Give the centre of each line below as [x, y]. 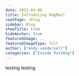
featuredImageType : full [32, 44]
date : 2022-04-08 [24, 10]
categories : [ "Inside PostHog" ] [40, 53]
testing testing [21, 68]
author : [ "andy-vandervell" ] [36, 48]
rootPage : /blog [23, 20]
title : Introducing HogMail [35, 15]
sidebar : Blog [21, 24]
